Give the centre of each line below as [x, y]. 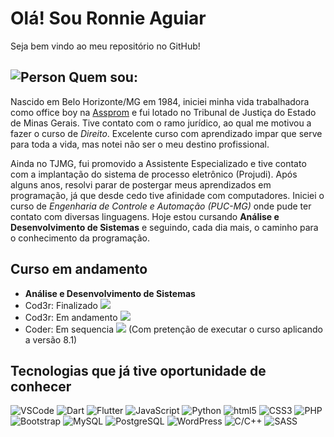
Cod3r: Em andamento [71, 317]
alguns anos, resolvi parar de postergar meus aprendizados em [141, 184]
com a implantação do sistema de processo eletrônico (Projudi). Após [154, 174]
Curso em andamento [79, 269]
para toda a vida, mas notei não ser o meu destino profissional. [140, 144]
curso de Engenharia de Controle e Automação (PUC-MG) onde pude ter [161, 206]
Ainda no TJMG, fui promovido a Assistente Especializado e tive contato [158, 163]
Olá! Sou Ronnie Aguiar [108, 18]
